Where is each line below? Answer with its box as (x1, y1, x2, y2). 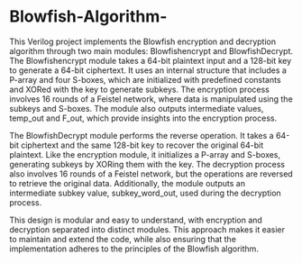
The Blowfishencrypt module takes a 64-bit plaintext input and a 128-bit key (9, 55, 292, 66)
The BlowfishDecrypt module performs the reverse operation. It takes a (9, 130, 274, 141)
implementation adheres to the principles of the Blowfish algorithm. (9, 243, 260, 254)
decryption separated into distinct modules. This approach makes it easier (9, 223, 286, 235)
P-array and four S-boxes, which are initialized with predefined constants (9, 74, 281, 85)
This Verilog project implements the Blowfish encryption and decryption (9, 36, 277, 47)
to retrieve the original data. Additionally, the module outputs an (9, 177, 246, 188)
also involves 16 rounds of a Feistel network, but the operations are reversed (9, 168, 293, 179)
